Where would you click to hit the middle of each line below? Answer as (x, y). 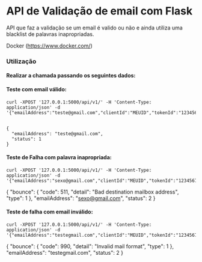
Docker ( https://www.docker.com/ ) (49, 46)
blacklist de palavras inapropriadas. (50, 34)
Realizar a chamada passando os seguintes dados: (71, 76)
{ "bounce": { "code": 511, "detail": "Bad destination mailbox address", (93, 192)
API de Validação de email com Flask (99, 11)
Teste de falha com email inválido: (50, 212)
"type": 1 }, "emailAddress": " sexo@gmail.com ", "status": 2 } (81, 198)
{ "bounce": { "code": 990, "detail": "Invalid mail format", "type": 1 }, (90, 246)
